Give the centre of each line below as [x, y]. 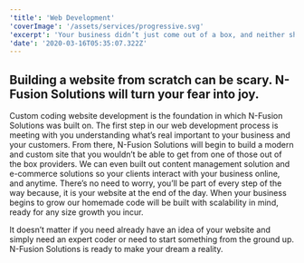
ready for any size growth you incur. [76, 212]
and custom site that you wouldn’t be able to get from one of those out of [146, 154]
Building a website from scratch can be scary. [141, 79]
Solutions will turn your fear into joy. [155, 94]
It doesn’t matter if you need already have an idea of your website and [140, 230]
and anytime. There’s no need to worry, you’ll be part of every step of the [146, 183]
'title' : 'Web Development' [62, 18]
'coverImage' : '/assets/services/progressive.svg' [107, 26]
